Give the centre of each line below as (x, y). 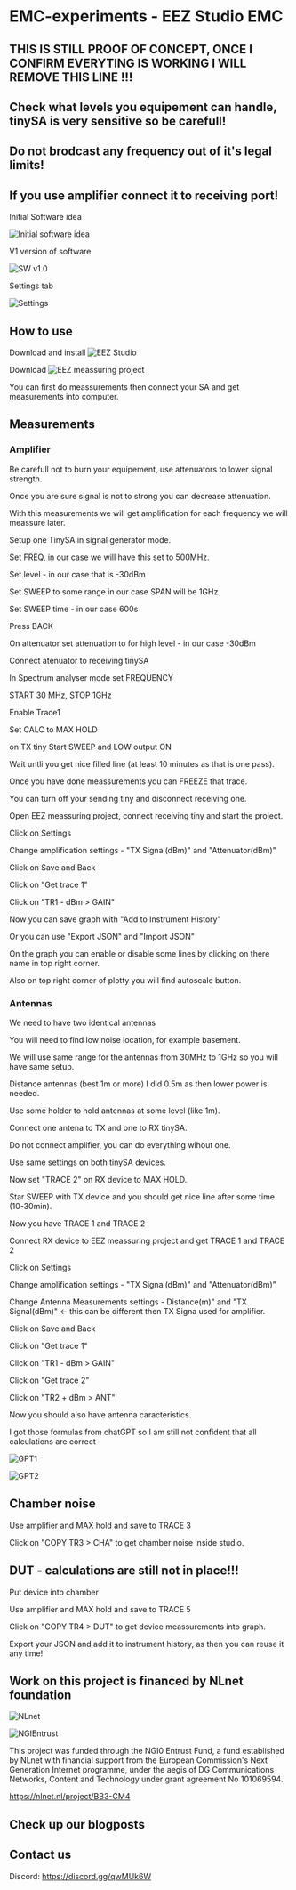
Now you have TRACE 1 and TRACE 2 (77, 1223)
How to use (41, 331)
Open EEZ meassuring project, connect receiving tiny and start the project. (146, 815)
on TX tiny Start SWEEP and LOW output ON (90, 747)
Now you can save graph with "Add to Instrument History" (115, 919)
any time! (26, 1653)
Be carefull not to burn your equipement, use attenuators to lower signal (141, 469)
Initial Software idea (46, 217)
